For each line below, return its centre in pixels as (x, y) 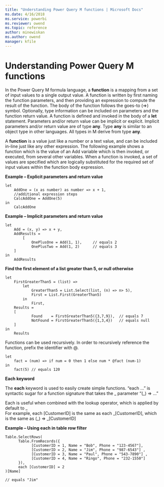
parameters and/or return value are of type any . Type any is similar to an (79, 126)
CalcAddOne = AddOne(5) (38, 198)
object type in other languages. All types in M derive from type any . (73, 131)
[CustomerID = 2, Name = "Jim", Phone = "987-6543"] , (88, 450)
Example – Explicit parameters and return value (54, 177)
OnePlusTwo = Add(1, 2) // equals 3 (74, 246)
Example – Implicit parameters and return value (54, 216)
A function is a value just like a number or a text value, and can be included (81, 141)
